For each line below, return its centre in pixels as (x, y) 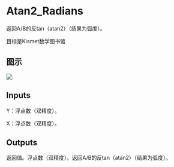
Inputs (19, 95)
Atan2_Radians (45, 11)
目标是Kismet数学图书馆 (36, 41)
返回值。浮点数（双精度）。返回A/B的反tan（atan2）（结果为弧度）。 (89, 158)
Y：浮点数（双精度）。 (33, 111)
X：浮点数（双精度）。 (33, 123)
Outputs (22, 142)
